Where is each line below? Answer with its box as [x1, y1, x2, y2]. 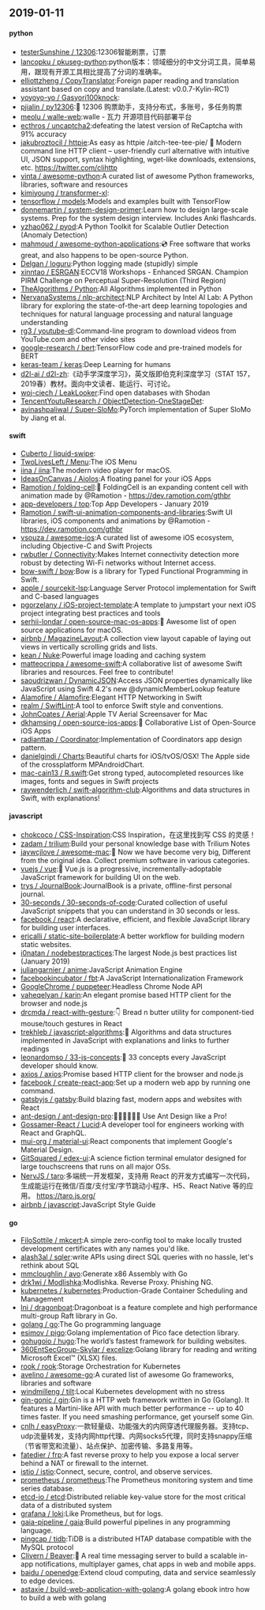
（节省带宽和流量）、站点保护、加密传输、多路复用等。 [20, 1441, 197, 1451]
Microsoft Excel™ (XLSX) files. [20, 1353, 118, 1363]
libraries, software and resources [20, 180, 129, 189]
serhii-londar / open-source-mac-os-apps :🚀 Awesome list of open [20, 616, 237, 626]
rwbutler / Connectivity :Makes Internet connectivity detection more [20, 549, 240, 559]
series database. [20, 1483, 75, 1494]
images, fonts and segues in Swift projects [20, 776, 159, 786]
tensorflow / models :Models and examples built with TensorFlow [20, 196, 231, 206]
